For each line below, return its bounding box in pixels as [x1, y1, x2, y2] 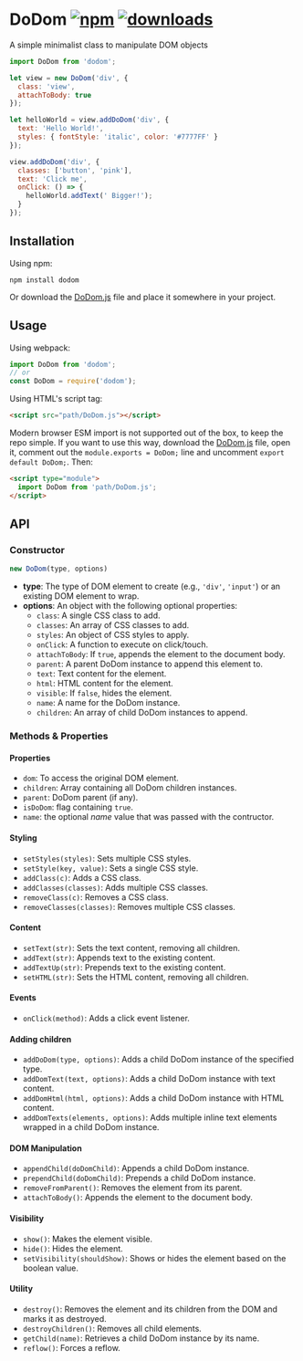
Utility [9, 1283, 34, 1294]
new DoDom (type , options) [9, 564, 108, 574]
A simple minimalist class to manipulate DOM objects [9, 39, 208, 50]
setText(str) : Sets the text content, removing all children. [22, 942, 240, 953]
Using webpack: [9, 342, 71, 353]
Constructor [9, 544, 66, 556]
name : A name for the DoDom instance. [36, 697, 181, 708]
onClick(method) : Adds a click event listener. [22, 1012, 190, 1023]
